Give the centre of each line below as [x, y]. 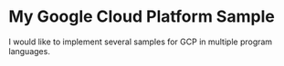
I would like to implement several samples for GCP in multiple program [141, 42]
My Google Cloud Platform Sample [142, 17]
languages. [30, 51]
